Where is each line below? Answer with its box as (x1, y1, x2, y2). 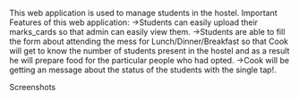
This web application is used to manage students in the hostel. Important (9, 8, 278, 18)
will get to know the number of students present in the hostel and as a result (9, 46, 290, 56)
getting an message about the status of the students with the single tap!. (9, 64, 277, 75)
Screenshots (9, 82, 56, 92)
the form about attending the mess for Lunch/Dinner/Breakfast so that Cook (9, 36, 289, 46)
